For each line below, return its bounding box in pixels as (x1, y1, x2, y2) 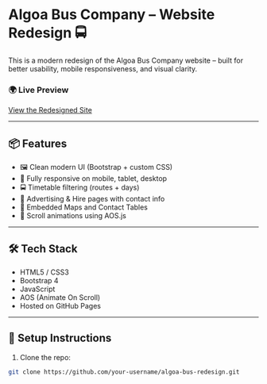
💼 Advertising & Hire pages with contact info (19, 194, 165, 204)
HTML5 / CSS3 (19, 267, 69, 277)
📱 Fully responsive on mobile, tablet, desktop (19, 174, 168, 183)
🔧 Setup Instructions (8, 332, 112, 345)
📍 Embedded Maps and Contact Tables (19, 202, 149, 212)
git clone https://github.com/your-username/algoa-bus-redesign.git (8, 367, 240, 376)
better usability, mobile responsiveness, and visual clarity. (8, 63, 198, 73)
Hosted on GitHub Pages (19, 301, 102, 310)
